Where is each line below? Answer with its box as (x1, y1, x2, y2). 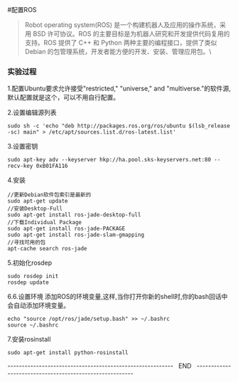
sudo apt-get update (7, 198, 69, 205)
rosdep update (7, 279, 50, 286)
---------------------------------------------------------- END (7, 361, 192, 371)
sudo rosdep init (7, 272, 59, 280)
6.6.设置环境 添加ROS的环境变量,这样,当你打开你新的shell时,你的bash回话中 (7, 292, 228, 301)
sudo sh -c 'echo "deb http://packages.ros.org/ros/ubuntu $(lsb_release (7, 122, 231, 129)
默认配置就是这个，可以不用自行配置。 (7, 93, 119, 102)
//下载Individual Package (7, 219, 82, 226)
